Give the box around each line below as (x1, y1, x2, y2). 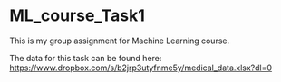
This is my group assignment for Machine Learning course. (9, 35, 229, 46)
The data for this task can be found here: (9, 52, 162, 63)
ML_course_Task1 (9, 5, 145, 26)
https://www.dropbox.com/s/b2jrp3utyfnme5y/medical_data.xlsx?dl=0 (9, 62, 273, 73)
